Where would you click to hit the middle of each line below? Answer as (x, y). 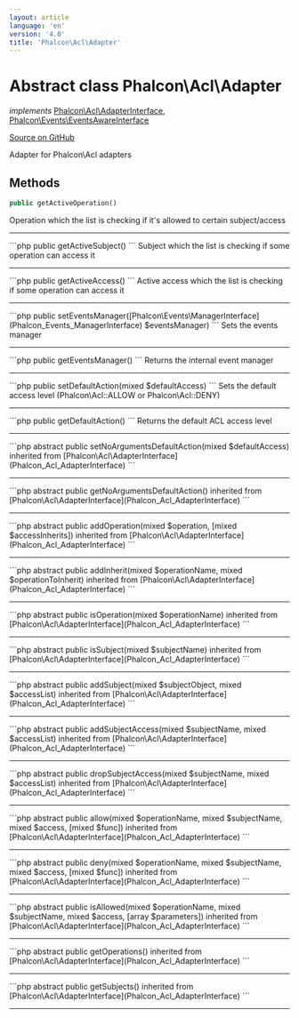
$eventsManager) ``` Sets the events (211, 325)
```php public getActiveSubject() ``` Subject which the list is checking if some (150, 245)
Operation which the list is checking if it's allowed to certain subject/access (148, 220)
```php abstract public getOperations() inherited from (106, 951)
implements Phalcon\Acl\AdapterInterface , (87, 111)
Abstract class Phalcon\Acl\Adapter (145, 86)
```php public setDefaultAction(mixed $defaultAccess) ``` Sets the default (143, 385)
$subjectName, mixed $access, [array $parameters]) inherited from (133, 916)
